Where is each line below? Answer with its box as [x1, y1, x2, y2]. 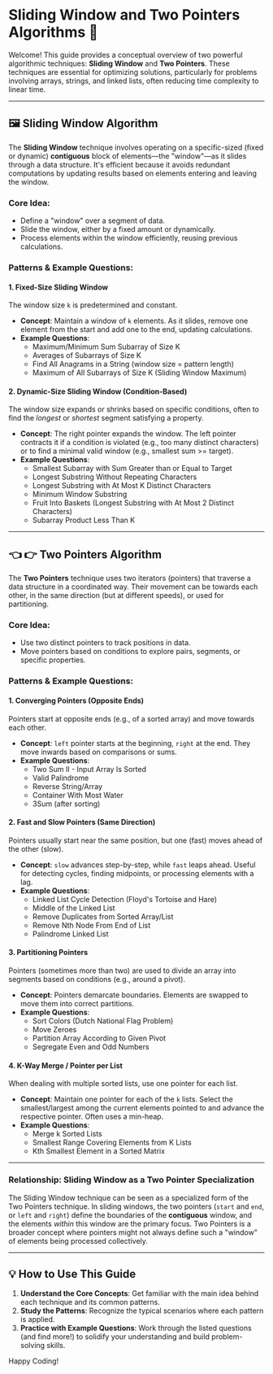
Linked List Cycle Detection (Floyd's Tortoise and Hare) [32, 894, 218, 904]
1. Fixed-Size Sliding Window [8, 282, 108, 292]
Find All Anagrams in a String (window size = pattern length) [32, 360, 234, 369]
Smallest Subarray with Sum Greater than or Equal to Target [32, 464, 233, 473]
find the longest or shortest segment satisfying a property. [8, 413, 204, 423]
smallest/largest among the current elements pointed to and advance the [19, 1103, 265, 1113]
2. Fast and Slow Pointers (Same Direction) [8, 818, 156, 827]
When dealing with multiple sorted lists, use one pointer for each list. [8, 1079, 238, 1088]
